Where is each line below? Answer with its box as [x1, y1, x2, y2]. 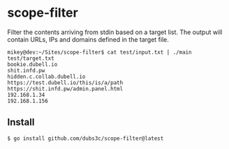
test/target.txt [7, 54, 54, 62]
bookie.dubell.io [7, 61, 58, 68]
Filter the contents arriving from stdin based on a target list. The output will [7, 28, 223, 36]
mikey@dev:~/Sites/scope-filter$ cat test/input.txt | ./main [7, 49, 192, 56]
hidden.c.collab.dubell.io [7, 73, 86, 80]
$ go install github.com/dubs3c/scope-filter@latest [7, 134, 164, 142]
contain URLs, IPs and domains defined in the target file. [7, 35, 170, 43]
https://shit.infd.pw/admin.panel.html [7, 85, 124, 92]
